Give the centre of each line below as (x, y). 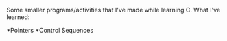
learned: (18, 17)
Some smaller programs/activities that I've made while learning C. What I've (113, 10)
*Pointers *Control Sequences (50, 30)
